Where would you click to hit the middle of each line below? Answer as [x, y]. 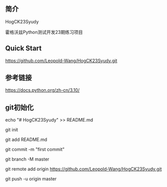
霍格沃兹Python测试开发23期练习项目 [44, 32]
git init [12, 130]
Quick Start [23, 48]
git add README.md [26, 140]
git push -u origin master [31, 179]
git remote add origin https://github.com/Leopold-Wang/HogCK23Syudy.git [83, 169]
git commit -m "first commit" [35, 149]
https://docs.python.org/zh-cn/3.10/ [42, 90]
